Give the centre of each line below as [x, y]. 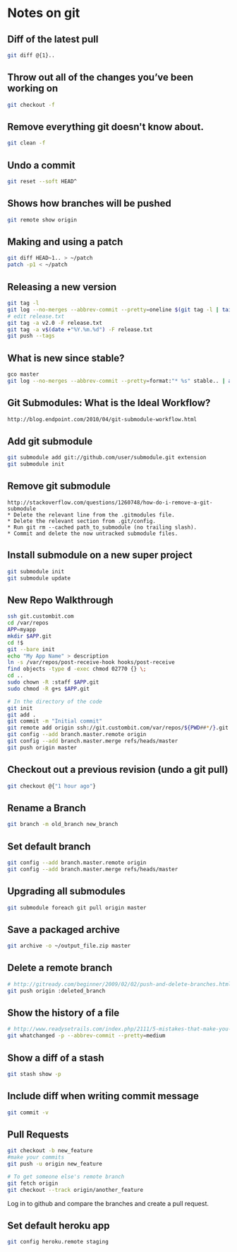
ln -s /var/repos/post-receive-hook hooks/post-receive [91, 662]
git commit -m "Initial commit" [55, 721]
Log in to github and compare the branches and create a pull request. [108, 1203]
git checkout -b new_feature [50, 1151]
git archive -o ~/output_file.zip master [69, 946]
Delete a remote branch [60, 968]
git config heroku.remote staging [58, 1242]
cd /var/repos [28, 623]
